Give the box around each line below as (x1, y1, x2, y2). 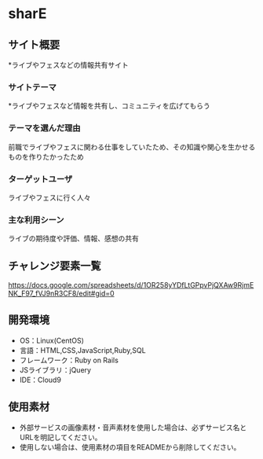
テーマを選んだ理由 (8, 123, 81, 134)
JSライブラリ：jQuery (19, 365, 92, 374)
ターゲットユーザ (8, 174, 73, 185)
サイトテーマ (8, 82, 57, 93)
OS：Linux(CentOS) (19, 336, 85, 345)
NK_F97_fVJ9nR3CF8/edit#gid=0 (8, 288, 115, 298)
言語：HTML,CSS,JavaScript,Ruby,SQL (19, 345, 147, 354)
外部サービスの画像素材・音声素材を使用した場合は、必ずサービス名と (19, 422, 247, 432)
